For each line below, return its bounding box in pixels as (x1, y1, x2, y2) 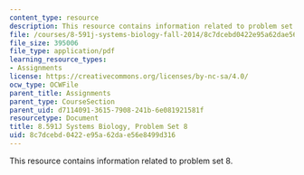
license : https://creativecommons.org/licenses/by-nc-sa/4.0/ (9, 72, 249, 81)
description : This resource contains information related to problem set (9, 22, 294, 31)
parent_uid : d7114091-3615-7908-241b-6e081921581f (9, 106, 204, 115)
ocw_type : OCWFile (9, 80, 79, 89)
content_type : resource (9, 13, 100, 23)
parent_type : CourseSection (9, 97, 116, 106)
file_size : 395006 (9, 38, 79, 48)
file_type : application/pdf (9, 47, 116, 56)
